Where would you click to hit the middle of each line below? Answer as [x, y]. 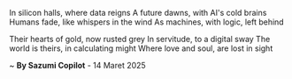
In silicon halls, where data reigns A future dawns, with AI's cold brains [138, 13]
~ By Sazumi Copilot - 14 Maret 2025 [77, 65]
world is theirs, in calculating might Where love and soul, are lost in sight [141, 48]
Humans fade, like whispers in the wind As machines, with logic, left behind [147, 22]
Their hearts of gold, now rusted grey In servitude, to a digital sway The [140, 39]
